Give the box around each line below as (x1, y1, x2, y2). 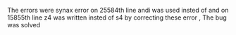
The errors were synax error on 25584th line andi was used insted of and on (7, 6, 229, 14)
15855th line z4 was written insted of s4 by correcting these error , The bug (7, 13, 227, 22)
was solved (7, 21, 41, 29)
